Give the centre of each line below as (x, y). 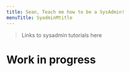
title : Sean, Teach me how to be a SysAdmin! (65, 12)
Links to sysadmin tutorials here (62, 35)
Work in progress (51, 59)
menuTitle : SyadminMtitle (39, 18)
